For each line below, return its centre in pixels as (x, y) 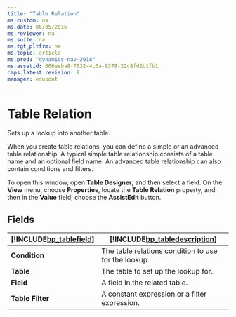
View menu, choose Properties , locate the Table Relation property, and (111, 190)
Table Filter (30, 299)
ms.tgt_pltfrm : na (34, 46)
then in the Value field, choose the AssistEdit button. (84, 198)
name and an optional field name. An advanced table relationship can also (114, 161)
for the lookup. (125, 260)
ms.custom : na (28, 20)
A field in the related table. (145, 283)
